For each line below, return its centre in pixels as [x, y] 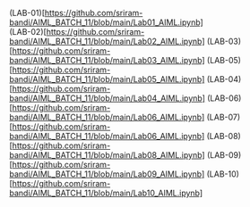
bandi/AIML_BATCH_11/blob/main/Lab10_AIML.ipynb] [106, 193]
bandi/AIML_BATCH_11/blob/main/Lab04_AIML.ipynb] [108, 98]
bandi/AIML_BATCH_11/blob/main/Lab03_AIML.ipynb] [107, 60]
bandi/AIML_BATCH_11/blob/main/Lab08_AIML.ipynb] [107, 155]
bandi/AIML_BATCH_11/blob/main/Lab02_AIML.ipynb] [107, 41]
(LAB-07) [224, 117]
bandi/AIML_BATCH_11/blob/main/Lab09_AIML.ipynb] [107, 174]
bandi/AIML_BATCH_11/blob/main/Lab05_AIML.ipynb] [107, 79]
